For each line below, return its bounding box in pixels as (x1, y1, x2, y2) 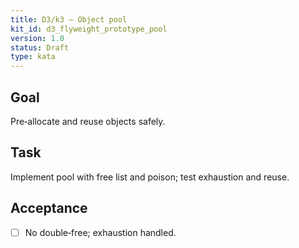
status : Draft (10, 42, 70, 53)
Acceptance (10, 200, 88, 217)
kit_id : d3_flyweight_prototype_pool (10, 24, 168, 34)
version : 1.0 (10, 33, 65, 43)
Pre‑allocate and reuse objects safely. (10, 115, 166, 127)
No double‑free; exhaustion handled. (24, 226, 177, 238)
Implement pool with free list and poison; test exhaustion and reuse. (10, 171, 290, 183)
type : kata (10, 52, 56, 62)
